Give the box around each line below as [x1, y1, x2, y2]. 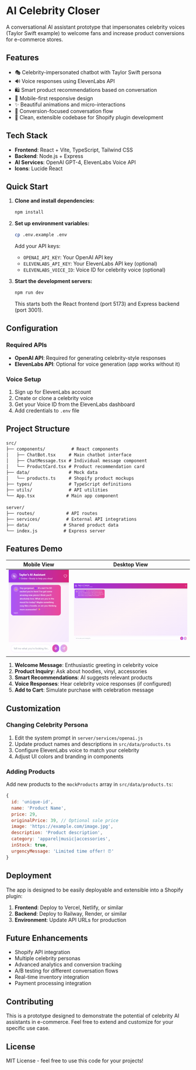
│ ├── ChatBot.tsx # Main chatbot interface [6, 452, 132, 457]
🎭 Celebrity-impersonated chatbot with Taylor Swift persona [14, 68, 162, 75]
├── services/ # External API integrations [6, 516, 137, 522]
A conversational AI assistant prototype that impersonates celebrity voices [6, 23, 185, 30]
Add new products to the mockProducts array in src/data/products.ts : [6, 781, 173, 788]
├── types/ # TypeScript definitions [6, 481, 132, 487]
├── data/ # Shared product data [6, 522, 118, 528]
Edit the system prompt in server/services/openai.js [14, 734, 143, 741]
